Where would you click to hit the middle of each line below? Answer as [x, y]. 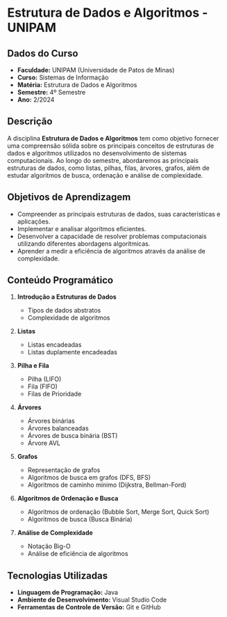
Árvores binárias [51, 421]
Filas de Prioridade [54, 394]
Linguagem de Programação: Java [68, 593]
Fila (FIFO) [42, 386]
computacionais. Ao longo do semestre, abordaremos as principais [103, 160]
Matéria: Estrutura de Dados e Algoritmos [77, 85]
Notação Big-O [49, 546]
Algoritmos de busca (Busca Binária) [80, 520]
